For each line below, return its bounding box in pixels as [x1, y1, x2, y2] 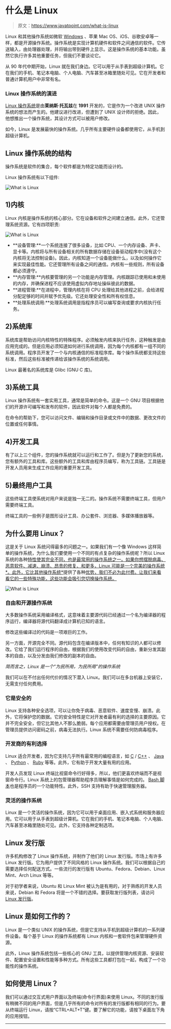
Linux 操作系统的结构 [5, 149, 72, 158]
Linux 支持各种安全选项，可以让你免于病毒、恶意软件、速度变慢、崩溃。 [5, 707, 156, 713]
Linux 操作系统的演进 [5, 90, 57, 97]
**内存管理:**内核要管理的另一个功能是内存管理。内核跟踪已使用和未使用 [12, 274, 166, 280]
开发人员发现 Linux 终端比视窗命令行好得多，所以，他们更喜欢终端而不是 [5, 770, 158, 776]
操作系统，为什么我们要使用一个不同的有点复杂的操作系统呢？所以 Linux [14, 550, 165, 556]
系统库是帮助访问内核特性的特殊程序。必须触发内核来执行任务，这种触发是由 [5, 337, 166, 343]
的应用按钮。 [5, 1013, 32, 1019]
